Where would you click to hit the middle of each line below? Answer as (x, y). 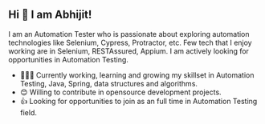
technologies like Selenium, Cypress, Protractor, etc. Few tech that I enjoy (130, 42)
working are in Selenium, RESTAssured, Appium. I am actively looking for (128, 51)
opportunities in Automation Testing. (68, 59)
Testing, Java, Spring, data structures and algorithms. (109, 83)
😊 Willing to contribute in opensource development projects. (121, 92)
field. (29, 112)
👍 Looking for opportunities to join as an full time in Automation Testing (139, 101)
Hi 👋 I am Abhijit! (50, 15)
